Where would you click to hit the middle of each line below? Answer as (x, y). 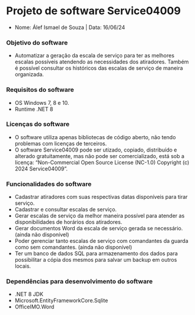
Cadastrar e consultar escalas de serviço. (65, 210)
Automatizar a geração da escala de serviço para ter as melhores (95, 56)
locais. (23, 266)
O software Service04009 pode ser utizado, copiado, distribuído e (96, 150)
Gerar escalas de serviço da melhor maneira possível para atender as (100, 216)
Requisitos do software (40, 90)
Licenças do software (38, 124)
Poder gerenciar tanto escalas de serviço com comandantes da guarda (101, 241)
